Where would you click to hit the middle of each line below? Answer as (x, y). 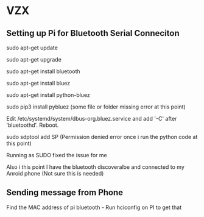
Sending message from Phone (65, 193)
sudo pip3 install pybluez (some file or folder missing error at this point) (96, 107)
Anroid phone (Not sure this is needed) (55, 173)
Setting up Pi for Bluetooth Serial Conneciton (93, 33)
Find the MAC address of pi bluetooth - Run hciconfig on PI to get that (94, 207)
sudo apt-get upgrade (34, 59)
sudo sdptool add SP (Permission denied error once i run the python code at (102, 137)
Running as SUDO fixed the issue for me (57, 155)
